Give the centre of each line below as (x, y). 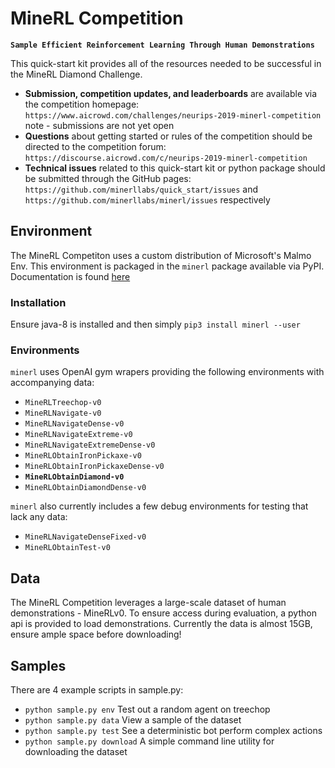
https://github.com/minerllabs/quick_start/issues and (141, 189)
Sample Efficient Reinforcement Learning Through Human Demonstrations (162, 45)
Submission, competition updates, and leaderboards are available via (171, 93)
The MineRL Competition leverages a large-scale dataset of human (148, 603)
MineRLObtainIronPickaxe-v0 (83, 456)
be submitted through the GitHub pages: (108, 178)
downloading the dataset (76, 751)
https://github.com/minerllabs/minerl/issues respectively (147, 199)
